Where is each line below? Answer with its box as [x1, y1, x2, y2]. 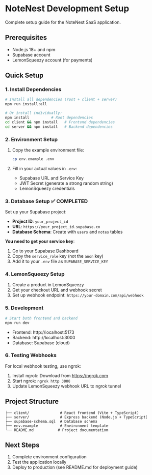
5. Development [5, 304, 44, 311]
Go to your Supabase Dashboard [12, 248, 78, 254]
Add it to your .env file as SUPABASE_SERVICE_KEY [12, 259, 108, 265]
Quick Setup [5, 71, 44, 80]
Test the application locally [12, 459, 67, 465]
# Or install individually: [5, 111, 63, 116]
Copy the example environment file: [12, 147, 84, 153]
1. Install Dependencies [5, 86, 62, 93]
